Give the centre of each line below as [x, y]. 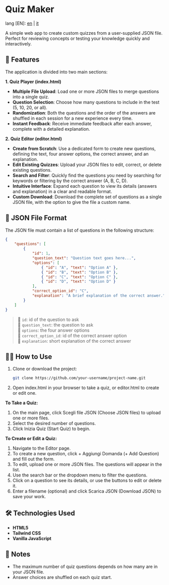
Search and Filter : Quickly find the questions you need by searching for [87, 175]
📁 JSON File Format [36, 218]
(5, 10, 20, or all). [30, 108]
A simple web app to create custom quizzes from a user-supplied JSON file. [84, 33]
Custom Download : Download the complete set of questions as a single [87, 197]
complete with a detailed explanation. [51, 129]
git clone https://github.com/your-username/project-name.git [79, 378]
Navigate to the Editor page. [41, 448]
